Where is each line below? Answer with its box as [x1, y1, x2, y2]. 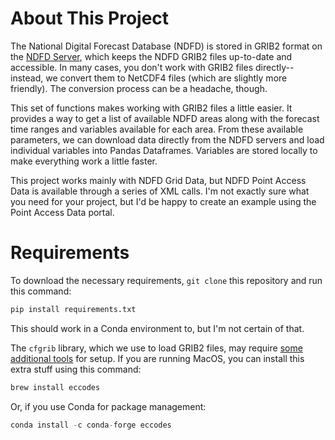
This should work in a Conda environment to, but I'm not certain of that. [10, 322, 305, 334]
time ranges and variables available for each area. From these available [10, 123, 304, 135]
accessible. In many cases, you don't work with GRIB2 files [10, 61, 254, 73]
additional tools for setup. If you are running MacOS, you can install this [10, 352, 305, 364]
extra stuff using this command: [10, 363, 142, 375]
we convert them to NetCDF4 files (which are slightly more [45, 72, 288, 84]
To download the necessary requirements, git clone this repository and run [10, 274, 323, 286]
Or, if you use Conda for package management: [10, 400, 207, 412]
